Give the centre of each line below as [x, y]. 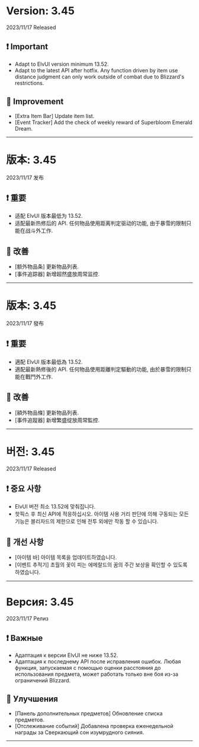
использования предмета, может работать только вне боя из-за [97, 674]
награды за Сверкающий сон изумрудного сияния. [79, 732]
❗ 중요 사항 [24, 489]
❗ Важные [25, 638]
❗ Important [27, 47]
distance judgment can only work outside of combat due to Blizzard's [99, 77]
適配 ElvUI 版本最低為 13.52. [49, 362]
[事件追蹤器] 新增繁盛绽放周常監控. [57, 420]
